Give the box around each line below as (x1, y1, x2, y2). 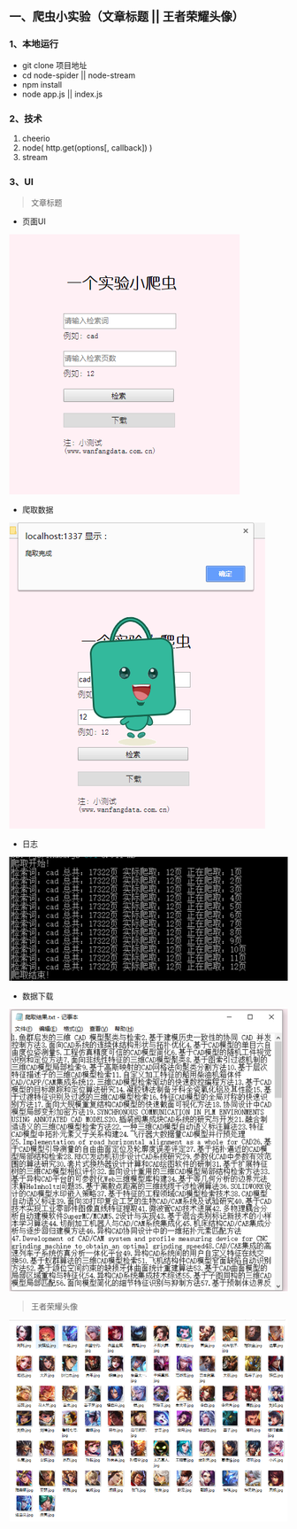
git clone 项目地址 (21, 59, 88, 70)
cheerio (21, 133, 50, 143)
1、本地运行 (9, 38, 59, 50)
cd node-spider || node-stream (21, 70, 135, 81)
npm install (21, 79, 63, 89)
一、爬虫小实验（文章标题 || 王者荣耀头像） (9, 9, 245, 25)
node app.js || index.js (21, 89, 103, 99)
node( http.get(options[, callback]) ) (21, 142, 153, 153)
